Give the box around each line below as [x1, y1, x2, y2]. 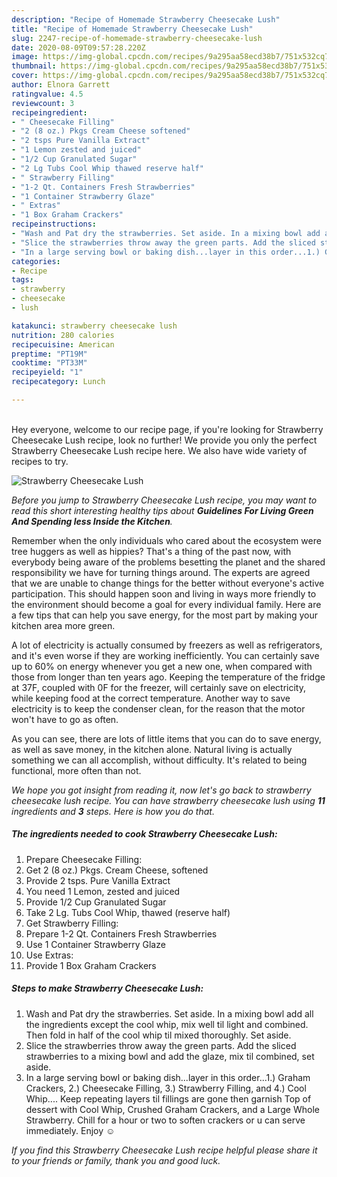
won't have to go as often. [11, 713, 119, 725]
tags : [11, 275, 34, 285]
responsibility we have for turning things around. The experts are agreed [11, 566, 311, 578]
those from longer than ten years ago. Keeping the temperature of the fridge [11, 671, 326, 683]
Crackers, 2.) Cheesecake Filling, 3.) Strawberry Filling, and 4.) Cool [25, 1082, 307, 1094]
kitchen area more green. [11, 619, 116, 631]
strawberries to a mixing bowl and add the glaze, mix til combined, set [25, 1050, 315, 1062]
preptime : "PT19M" [11, 349, 88, 359]
